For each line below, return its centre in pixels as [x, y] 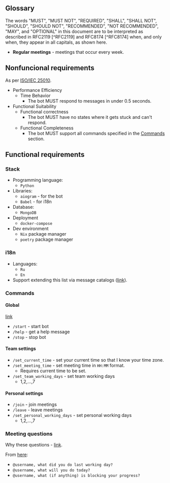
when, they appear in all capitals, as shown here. [56, 42]
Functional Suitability [35, 106]
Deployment [25, 218]
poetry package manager [47, 239]
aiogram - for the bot [41, 196]
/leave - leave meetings [38, 410]
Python [27, 186]
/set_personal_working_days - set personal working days [72, 415]
